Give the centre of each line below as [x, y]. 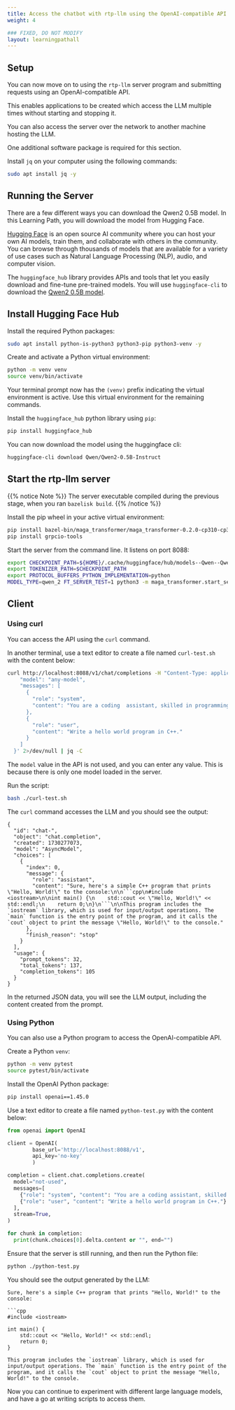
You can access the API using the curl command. [79, 639]
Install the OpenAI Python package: [58, 1084]
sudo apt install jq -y [42, 174]
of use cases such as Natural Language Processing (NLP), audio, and [107, 256]
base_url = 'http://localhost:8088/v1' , [89, 1149]
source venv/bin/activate [45, 376]
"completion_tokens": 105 [58, 972]
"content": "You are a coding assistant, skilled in [112, 706]
